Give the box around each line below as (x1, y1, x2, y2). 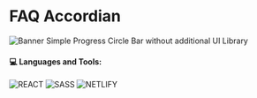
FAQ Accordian (9, 6, 122, 26)
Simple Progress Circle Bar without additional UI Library (45, 35, 249, 46)
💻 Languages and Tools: (9, 56, 102, 67)
